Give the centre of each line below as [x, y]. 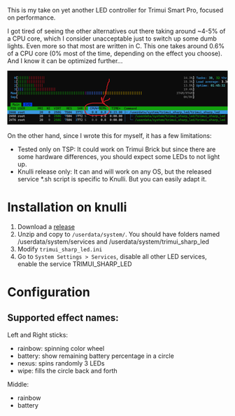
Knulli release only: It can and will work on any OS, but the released [114, 172]
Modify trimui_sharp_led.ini [60, 249]
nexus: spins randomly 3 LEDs [61, 363]
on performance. [31, 18]
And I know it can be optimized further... [65, 61]
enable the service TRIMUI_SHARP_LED [74, 264]
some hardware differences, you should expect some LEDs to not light [119, 156]
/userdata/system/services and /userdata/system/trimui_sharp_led [113, 242]
